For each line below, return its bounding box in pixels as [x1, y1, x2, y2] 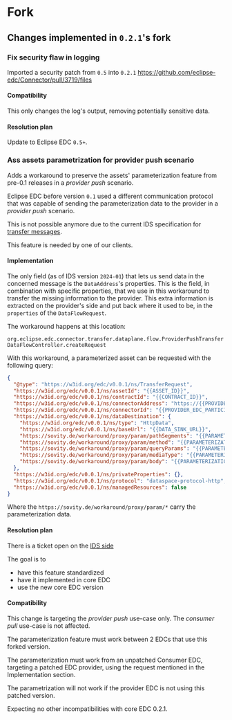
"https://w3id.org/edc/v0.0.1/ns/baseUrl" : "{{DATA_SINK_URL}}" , [19, 426, 212, 433]
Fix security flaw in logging [7, 53, 100, 62]
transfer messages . [7, 227, 62, 235]
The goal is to [7, 555, 46, 563]
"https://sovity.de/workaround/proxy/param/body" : [19, 458, 168, 465]
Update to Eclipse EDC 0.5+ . [7, 138, 88, 146]
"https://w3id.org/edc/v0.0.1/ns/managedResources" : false [13, 484, 187, 491]
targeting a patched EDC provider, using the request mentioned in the [7, 663, 205, 672]
